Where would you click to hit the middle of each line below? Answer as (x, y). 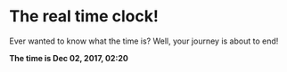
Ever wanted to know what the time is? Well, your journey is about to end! (144, 41)
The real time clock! (84, 16)
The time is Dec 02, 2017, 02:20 (69, 58)
